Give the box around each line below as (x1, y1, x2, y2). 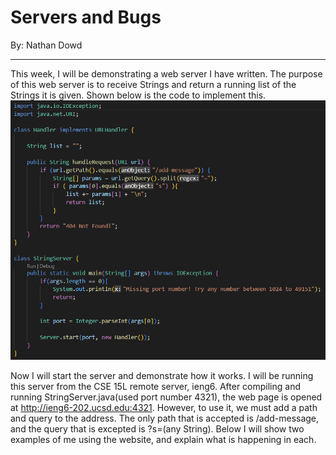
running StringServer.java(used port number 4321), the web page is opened (10, 391, 323, 403)
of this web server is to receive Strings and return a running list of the (10, 78, 297, 90)
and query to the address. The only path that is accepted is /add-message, (10, 412, 320, 424)
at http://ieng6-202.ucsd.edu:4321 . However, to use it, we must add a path (10, 401, 318, 413)
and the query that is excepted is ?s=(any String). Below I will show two (10, 422, 305, 435)
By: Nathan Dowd (10, 39, 83, 51)
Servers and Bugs (10, 6, 162, 29)
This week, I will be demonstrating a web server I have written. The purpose (10, 67, 323, 80)
